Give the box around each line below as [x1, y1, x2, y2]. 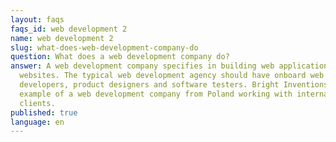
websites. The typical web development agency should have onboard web [19, 71, 325, 81]
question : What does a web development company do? [10, 52, 230, 62]
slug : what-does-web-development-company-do [10, 42, 199, 53]
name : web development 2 [10, 33, 114, 43]
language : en [10, 117, 65, 127]
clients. [19, 98, 56, 108]
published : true [10, 107, 78, 118]
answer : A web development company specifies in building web [10, 61, 275, 71]
